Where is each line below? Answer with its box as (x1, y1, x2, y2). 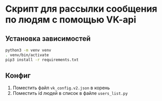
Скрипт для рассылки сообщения (5, 3, 157, 15)
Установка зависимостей (5, 34, 91, 43)
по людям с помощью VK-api (5, 14, 136, 26)
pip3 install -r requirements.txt (5, 57, 79, 62)
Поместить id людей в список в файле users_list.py (12, 90, 128, 96)
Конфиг (5, 71, 31, 80)
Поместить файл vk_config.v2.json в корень (12, 85, 110, 91)
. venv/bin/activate (5, 52, 50, 58)
